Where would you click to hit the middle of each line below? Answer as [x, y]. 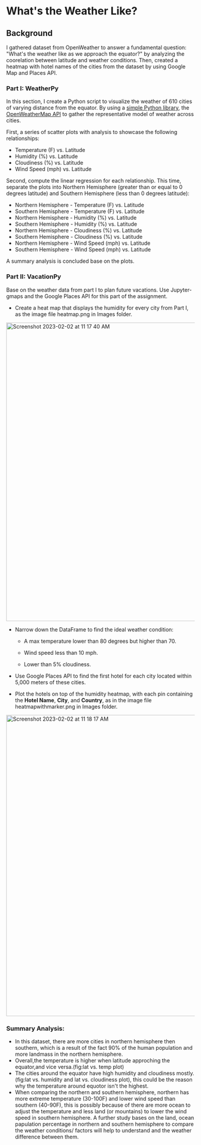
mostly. [185, 1073]
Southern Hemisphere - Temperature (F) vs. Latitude [80, 211]
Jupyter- [181, 290]
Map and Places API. [32, 73]
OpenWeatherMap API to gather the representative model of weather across [100, 114]
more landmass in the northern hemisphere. [69, 1054]
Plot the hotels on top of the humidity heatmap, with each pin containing [104, 694]
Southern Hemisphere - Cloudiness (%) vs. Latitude [79, 237]
